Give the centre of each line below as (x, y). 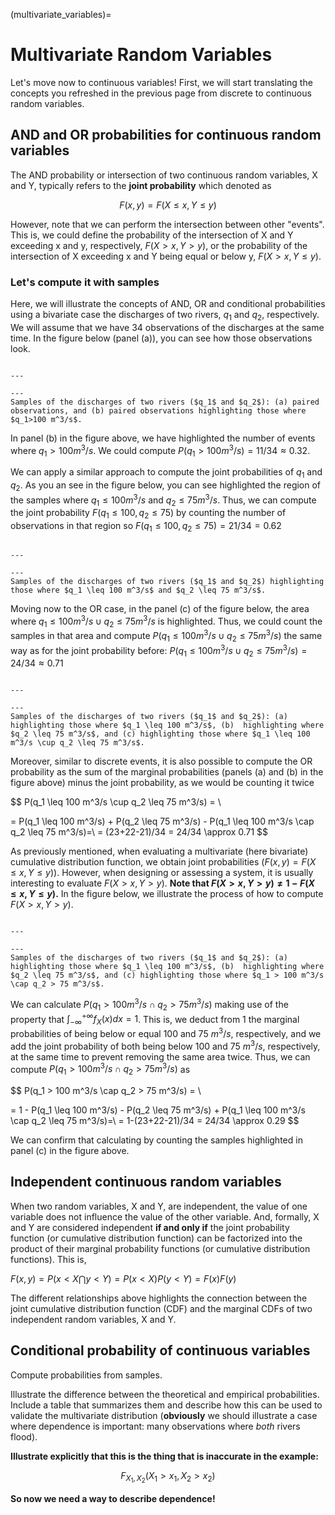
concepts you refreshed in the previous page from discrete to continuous (161, 93)
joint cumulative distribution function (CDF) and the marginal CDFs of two (161, 1308)
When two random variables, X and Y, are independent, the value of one (159, 1206)
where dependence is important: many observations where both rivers (155, 1426)
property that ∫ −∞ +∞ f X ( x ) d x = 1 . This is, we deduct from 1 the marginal (155, 1019)
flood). (24, 1436)
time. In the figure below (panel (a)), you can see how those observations (161, 338)
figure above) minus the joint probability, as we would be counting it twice (162, 783)
